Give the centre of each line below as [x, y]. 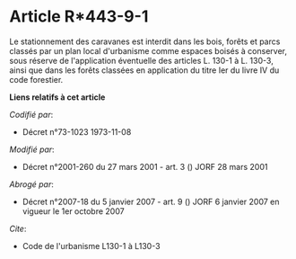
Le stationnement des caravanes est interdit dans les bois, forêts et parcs [145, 41]
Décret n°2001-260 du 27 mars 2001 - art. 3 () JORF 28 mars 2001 [145, 166]
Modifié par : [32, 149]
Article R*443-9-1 [79, 17]
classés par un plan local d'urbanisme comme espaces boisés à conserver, [148, 50]
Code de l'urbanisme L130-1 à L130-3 [91, 246]
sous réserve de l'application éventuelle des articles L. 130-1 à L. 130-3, [141, 60]
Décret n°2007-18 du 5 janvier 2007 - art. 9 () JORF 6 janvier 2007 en [151, 201]
